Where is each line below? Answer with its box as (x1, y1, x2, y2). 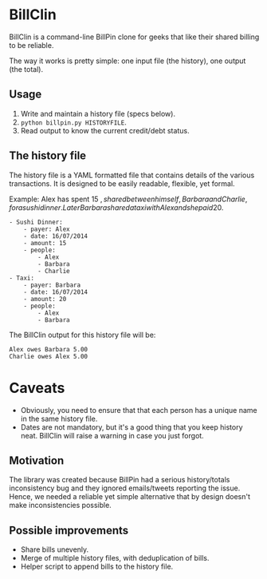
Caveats (9, 379, 65, 397)
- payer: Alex (23, 225, 70, 233)
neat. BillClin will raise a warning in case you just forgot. (20, 430, 204, 440)
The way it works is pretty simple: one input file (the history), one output (9, 56, 246, 65)
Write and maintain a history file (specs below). (20, 109, 176, 118)
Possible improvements (9, 523, 129, 537)
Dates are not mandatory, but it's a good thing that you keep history (20, 422, 243, 432)
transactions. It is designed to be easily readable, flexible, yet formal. (9, 178, 235, 188)
